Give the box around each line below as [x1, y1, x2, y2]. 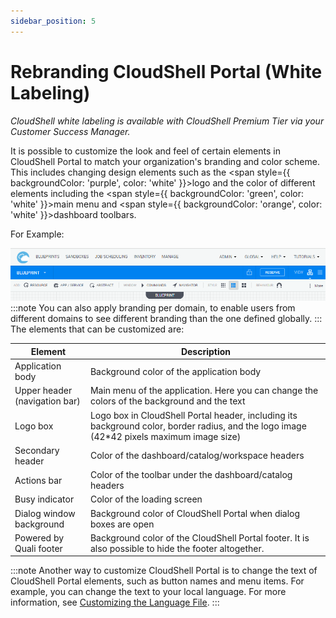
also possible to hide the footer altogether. [89, 542, 265, 554]
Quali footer [14, 542, 63, 554]
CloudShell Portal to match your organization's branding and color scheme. [10, 155, 320, 167]
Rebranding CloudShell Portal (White [10, 60, 323, 83]
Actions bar [14, 474, 63, 486]
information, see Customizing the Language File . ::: [10, 596, 220, 609]
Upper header [14, 385, 73, 397]
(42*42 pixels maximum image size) [89, 430, 242, 442]
